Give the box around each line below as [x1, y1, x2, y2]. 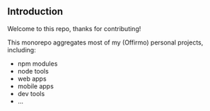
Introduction [7, 6, 64, 18]
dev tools [17, 89, 45, 98]
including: [7, 45, 37, 54]
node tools [17, 66, 49, 75]
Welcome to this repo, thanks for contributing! [7, 24, 141, 33]
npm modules [17, 59, 58, 68]
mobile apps [17, 81, 54, 90]
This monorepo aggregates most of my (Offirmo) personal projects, [7, 38, 204, 47]
